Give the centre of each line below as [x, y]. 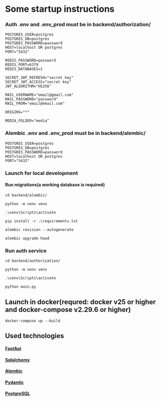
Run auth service [26, 251]
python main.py [21, 287]
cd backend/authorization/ [33, 261]
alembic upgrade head [27, 238]
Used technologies [35, 336]
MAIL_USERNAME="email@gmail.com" [39, 95]
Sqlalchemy [17, 360]
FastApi [13, 349]
